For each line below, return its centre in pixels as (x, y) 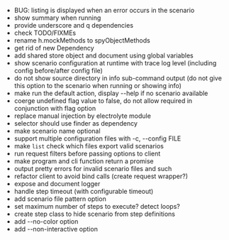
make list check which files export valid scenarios (89, 146)
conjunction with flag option (55, 108)
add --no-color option (46, 222)
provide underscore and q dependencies (73, 25)
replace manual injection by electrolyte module (82, 116)
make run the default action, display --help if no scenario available (111, 93)
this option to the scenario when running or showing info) (98, 86)
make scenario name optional (57, 131)
